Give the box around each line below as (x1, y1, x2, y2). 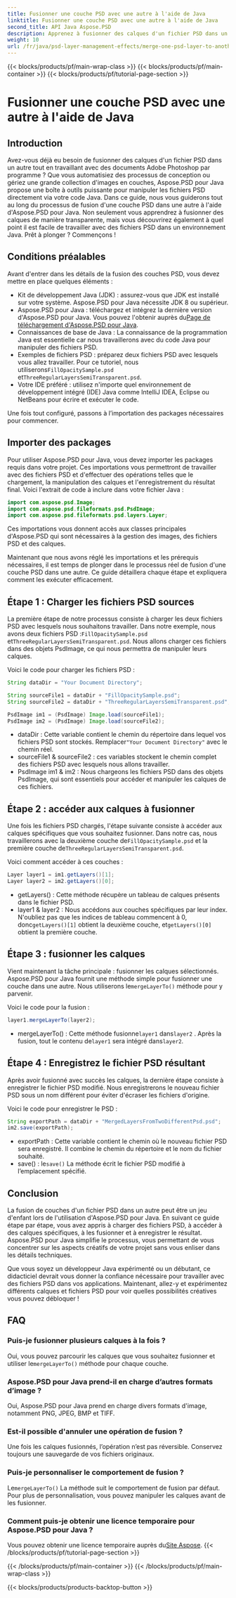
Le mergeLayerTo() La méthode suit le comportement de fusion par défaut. (7, 1483, 221, 1492)
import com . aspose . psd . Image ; (7, 498, 96, 506)
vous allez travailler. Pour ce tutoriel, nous (17, 358, 139, 366)
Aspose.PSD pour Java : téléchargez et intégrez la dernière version (17, 305, 212, 314)
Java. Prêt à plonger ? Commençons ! (7, 231, 117, 239)
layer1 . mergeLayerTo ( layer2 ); (7, 1017, 96, 1024)
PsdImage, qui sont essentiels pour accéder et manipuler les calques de (17, 775, 227, 784)
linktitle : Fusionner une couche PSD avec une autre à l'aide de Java (7, 17, 218, 24)
